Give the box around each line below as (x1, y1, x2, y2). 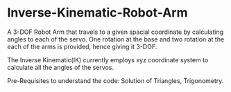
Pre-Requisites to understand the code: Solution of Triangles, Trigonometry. (7, 76, 224, 84)
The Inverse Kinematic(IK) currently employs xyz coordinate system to (7, 55, 209, 64)
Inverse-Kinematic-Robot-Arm (7, 5, 188, 21)
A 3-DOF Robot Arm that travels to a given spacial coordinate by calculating (7, 28, 224, 36)
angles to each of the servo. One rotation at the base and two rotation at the (7, 35, 225, 43)
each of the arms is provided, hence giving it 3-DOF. (7, 42, 157, 50)
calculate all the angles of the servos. (7, 63, 114, 71)
